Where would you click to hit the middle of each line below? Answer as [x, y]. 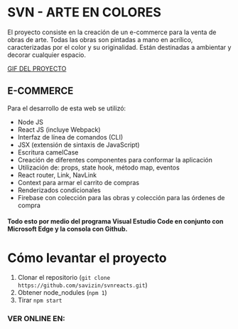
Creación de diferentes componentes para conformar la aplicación [115, 160]
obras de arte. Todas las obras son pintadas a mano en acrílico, [100, 39]
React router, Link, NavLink [57, 174]
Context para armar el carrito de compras [79, 182]
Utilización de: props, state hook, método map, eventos [98, 167]
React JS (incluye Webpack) [59, 130]
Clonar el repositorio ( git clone [64, 278]
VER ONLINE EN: [36, 319]
